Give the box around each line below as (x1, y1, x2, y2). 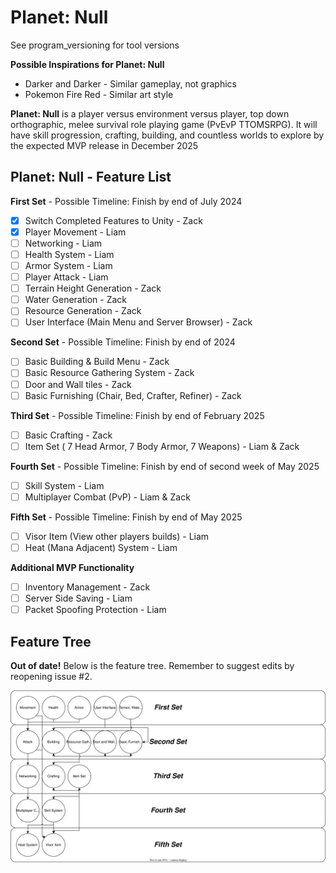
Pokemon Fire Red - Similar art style (24, 88, 174, 100)
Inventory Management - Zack (24, 581, 151, 593)
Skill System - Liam (24, 479, 105, 491)
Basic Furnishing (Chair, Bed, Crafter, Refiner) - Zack (24, 389, 242, 401)
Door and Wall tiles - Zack (24, 378, 132, 390)
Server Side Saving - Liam (24, 592, 133, 605)
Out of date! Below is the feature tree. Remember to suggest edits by (10, 660, 295, 671)
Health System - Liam (24, 248, 115, 260)
